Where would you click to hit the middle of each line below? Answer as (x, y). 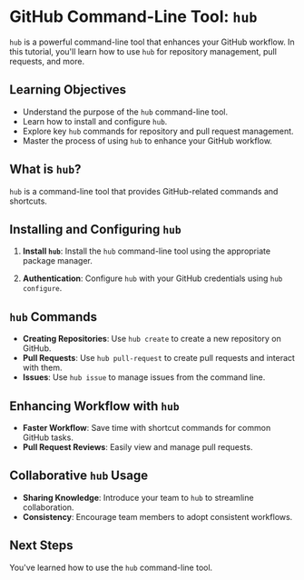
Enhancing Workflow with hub (94, 406)
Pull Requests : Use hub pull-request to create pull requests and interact (158, 358)
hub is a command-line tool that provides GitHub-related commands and (144, 191)
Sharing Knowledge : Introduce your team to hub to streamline (138, 497)
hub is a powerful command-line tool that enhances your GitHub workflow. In (152, 42)
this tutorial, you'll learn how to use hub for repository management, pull (143, 51)
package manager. (58, 261)
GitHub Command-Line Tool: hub (133, 17)
